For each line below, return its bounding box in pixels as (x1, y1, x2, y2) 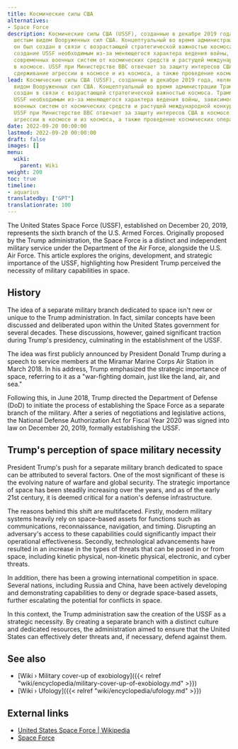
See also (7, 653, 46, 665)
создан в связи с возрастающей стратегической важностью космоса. (13, 89, 214, 96)
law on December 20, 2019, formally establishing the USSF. (7, 423, 181, 432)
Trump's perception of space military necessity (7, 444, 222, 456)
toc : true (7, 175, 37, 182)
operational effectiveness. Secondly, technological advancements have (7, 537, 216, 545)
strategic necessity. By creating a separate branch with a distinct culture (7, 617, 219, 626)
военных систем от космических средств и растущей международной (13, 103, 211, 110)
